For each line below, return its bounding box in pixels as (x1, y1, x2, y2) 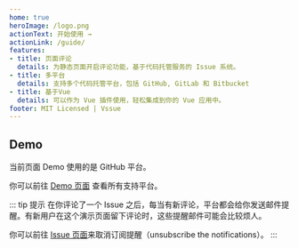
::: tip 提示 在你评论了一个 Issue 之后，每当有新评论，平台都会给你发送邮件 (9, 199, 282, 210)
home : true (9, 12, 50, 22)
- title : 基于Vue (9, 87, 71, 96)
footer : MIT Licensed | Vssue (9, 104, 122, 113)
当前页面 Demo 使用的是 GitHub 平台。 (9, 162, 151, 172)
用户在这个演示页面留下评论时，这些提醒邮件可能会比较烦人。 (39, 211, 267, 221)
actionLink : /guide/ (9, 37, 86, 47)
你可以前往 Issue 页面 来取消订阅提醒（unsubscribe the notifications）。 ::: (9, 229, 278, 240)
